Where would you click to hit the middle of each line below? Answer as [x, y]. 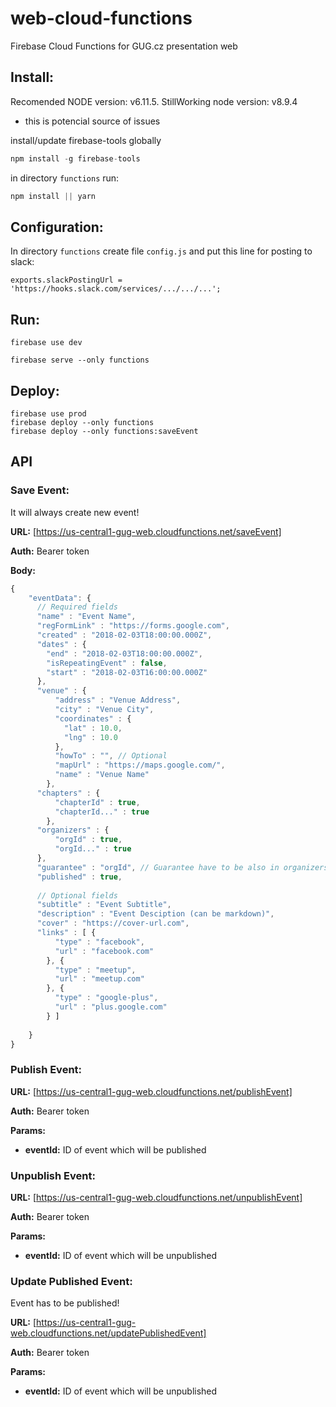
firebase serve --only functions [80, 360]
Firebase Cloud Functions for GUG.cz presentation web [124, 46]
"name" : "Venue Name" [102, 775]
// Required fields [77, 607]
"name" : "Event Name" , [86, 617]
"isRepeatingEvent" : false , [107, 663]
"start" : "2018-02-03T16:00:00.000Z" [127, 672]
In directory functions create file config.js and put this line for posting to [161, 251]
